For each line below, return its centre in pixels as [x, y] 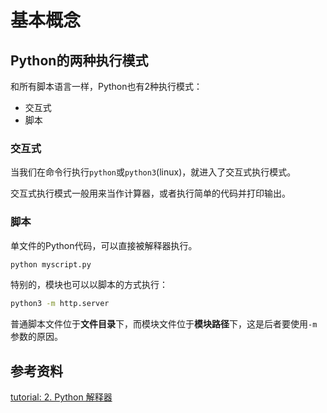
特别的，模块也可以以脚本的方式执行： [89, 285]
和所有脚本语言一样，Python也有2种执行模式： [106, 86]
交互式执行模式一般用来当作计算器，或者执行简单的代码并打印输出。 [150, 193]
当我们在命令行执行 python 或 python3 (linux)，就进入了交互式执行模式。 [153, 172]
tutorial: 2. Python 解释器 [61, 397]
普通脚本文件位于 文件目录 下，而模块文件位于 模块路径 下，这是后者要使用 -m [164, 324]
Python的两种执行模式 [79, 60]
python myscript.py [51, 264]
